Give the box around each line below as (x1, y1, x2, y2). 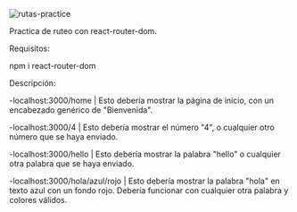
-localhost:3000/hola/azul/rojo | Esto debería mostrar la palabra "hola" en (9, 175, 281, 186)
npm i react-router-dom (9, 61, 96, 71)
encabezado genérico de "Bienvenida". (9, 105, 153, 115)
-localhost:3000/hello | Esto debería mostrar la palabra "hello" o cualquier (9, 148, 281, 159)
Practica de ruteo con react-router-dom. (9, 26, 158, 36)
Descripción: (9, 78, 56, 89)
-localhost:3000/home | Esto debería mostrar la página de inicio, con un (9, 95, 275, 106)
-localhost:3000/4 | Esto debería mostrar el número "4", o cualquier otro (9, 122, 275, 132)
